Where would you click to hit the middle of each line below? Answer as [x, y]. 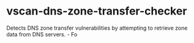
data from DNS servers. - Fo [42, 34]
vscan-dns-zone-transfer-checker [97, 11]
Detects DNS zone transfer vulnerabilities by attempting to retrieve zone [97, 28]
